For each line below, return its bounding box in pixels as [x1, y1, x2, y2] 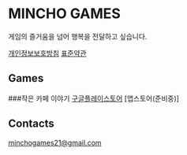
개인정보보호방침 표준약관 [8, 48, 87, 57]
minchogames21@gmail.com [8, 138, 102, 147]
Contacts [8, 117, 55, 131]
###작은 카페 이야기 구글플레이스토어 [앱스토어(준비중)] [8, 94, 180, 103]
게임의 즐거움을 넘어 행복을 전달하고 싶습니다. [8, 31, 148, 41]
